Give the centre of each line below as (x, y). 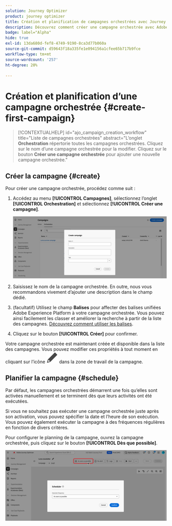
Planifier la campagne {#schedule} (62, 378)
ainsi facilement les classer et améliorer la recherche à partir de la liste (87, 318)
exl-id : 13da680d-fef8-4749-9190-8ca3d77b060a (56, 44)
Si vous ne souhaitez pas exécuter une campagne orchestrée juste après (82, 411)
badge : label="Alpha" (28, 33)
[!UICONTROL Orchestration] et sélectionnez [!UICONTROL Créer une (88, 204)
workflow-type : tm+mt (28, 54)
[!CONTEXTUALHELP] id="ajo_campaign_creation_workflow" (82, 133)
